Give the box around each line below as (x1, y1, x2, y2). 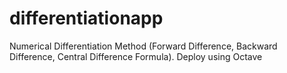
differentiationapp (9, 7, 164, 30)
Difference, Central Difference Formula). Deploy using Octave (9, 50, 263, 62)
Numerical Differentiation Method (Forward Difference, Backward (9, 40, 278, 52)
